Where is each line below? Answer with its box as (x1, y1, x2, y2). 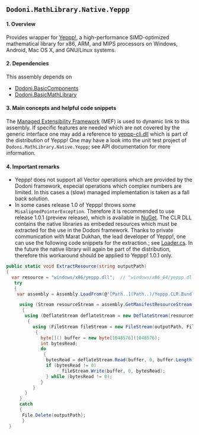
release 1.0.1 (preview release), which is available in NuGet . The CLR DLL (14, 214, 192, 221)
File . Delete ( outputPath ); (21, 412, 86, 418)
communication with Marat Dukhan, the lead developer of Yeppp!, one (14, 233, 187, 240)
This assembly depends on (6, 73, 72, 80)
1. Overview (6, 20, 36, 27)
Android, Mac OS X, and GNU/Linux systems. (6, 46, 117, 53)
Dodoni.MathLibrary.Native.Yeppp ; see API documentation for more (6, 143, 171, 150)
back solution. (14, 195, 50, 202)
